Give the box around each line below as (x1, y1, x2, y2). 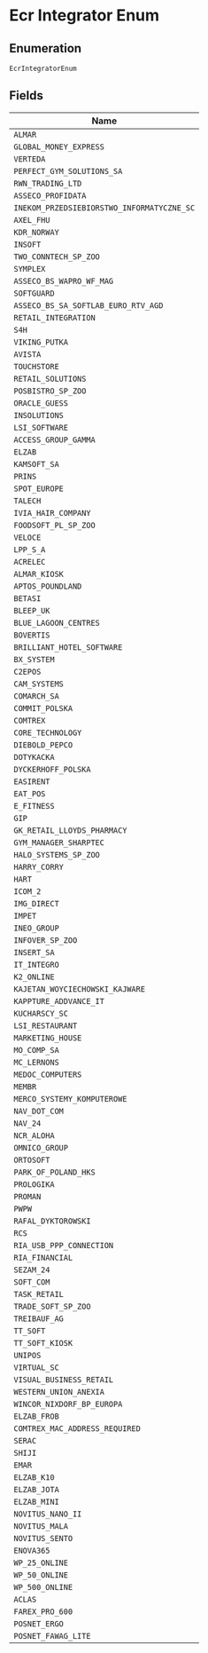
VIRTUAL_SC (13, 1362, 59, 1372)
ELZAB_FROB (13, 1411, 59, 1421)
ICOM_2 (13, 886, 42, 897)
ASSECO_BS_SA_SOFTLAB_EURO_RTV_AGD (13, 300, 164, 311)
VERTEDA (13, 154, 46, 164)
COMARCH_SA (13, 691, 59, 701)
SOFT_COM (13, 1277, 50, 1287)
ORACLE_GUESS (13, 398, 69, 408)
